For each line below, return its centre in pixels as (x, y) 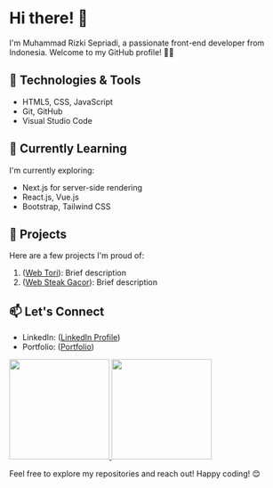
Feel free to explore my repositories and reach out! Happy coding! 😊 (135, 474)
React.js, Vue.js (51, 197)
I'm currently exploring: (52, 170)
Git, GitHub (42, 111)
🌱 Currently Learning (68, 149)
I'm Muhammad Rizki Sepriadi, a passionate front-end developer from (137, 43)
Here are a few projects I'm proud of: (77, 256)
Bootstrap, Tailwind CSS (66, 206)
